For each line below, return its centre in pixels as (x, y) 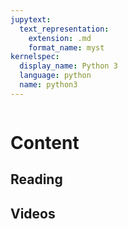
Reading (36, 179)
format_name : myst (66, 47)
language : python (55, 76)
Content (45, 142)
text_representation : (64, 29)
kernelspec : (35, 57)
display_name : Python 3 (68, 66)
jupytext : (31, 19)
